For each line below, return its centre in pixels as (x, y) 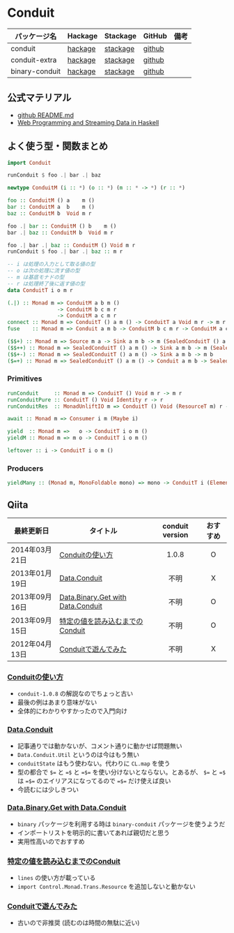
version (175, 534)
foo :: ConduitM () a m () (51, 200)
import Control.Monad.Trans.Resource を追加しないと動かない (107, 887)
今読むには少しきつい (48, 789)
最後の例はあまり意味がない (57, 703)
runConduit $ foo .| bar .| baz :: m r (65, 252)
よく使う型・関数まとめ (57, 146)
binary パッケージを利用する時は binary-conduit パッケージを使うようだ (121, 824)
